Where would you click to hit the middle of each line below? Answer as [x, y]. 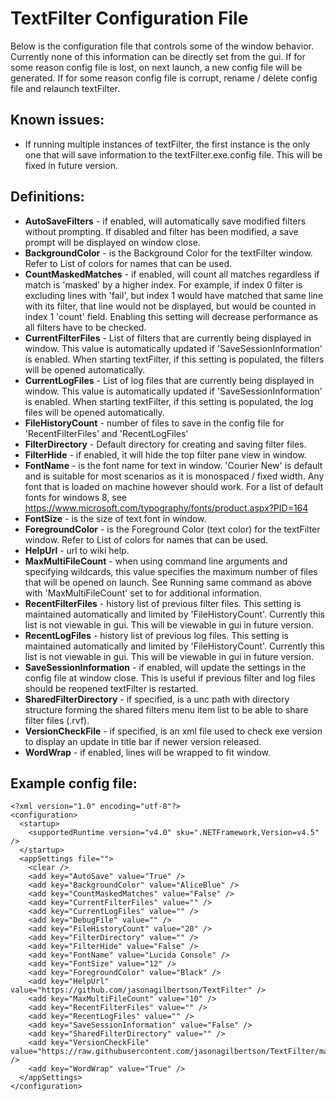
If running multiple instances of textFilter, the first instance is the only [167, 144]
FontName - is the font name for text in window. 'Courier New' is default [173, 465]
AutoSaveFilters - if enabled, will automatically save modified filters [165, 221]
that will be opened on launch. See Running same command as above [168, 582]
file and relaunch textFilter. [65, 88]
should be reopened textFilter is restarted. [111, 688]
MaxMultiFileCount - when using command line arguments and [156, 561]
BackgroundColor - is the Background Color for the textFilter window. [168, 253]
